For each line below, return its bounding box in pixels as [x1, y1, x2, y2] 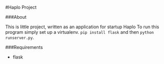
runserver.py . [5, 35, 34, 40]
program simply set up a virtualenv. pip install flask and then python [5, 29, 154, 35]
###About [5, 14, 27, 20]
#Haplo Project [5, 5, 37, 10]
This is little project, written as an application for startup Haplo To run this [5, 24, 159, 30]
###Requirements [5, 44, 43, 50]
